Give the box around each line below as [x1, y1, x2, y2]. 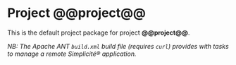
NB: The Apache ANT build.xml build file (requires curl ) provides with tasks [7, 42, 229, 50]
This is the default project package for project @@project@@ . [7, 28, 190, 37]
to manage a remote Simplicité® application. [7, 49, 137, 58]
